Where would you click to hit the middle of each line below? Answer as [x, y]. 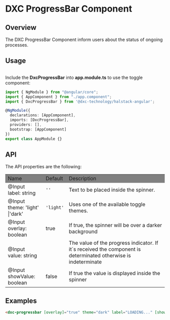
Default [54, 178]
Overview [21, 28]
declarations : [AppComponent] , [43, 115]
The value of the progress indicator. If [114, 243]
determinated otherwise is [100, 256]
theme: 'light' [23, 208]
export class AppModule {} [34, 139]
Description [83, 178]
